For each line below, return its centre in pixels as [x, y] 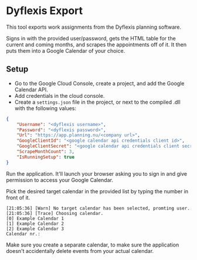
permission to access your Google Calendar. [60, 180]
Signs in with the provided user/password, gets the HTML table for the [91, 38]
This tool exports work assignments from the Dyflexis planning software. [94, 27]
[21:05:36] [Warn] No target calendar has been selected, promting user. [98, 208]
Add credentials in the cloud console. [60, 95]
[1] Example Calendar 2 [35, 224]
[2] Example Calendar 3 [35, 229]
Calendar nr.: [23, 234]
